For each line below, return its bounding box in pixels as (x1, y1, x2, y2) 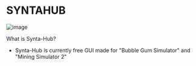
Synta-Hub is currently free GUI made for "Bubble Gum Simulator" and (14, 46, 191, 54)
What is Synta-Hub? (6, 35, 56, 42)
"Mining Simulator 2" (14, 53, 68, 60)
